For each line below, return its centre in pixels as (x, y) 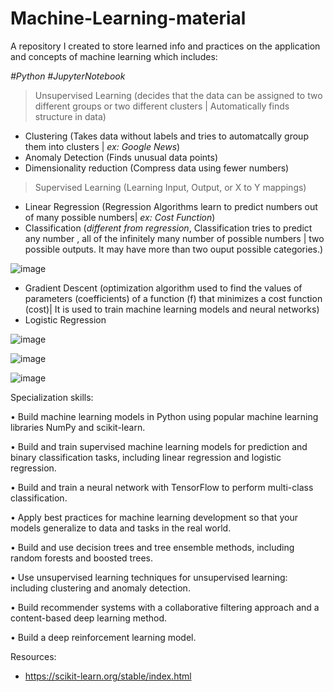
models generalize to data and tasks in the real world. (121, 528)
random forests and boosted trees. (81, 558)
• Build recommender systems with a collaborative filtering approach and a (165, 607)
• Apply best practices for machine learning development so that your (154, 517)
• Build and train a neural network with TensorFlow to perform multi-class (162, 487)
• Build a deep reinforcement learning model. (103, 637)
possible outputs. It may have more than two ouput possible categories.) (174, 249)
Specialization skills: (52, 397)
